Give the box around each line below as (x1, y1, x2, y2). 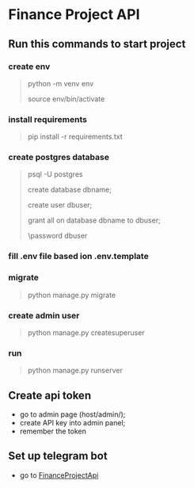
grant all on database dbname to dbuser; (27, 215, 161, 225)
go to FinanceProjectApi (19, 470, 99, 480)
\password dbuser (27, 231, 88, 241)
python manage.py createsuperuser (27, 327, 145, 337)
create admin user (8, 310, 80, 321)
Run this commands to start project (8, 37, 186, 51)
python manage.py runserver (27, 366, 123, 376)
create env (8, 61, 51, 72)
